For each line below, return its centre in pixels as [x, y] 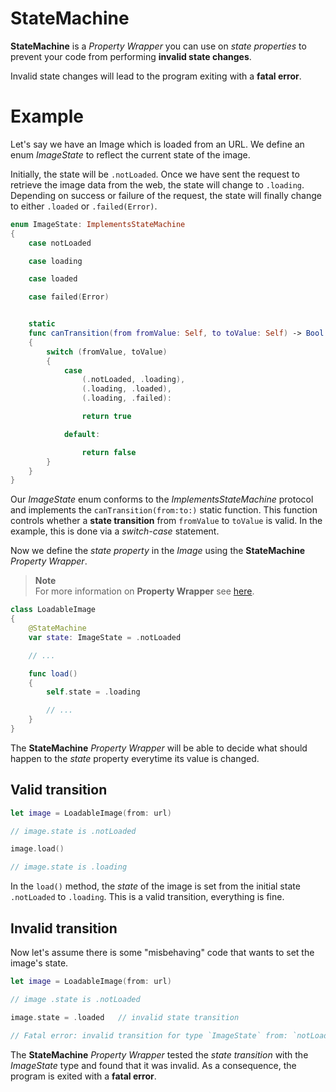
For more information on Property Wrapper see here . [144, 591]
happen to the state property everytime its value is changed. [135, 758]
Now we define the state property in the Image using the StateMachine [158, 551]
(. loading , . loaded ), [126, 389]
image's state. [39, 963]
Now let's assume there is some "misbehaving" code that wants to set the [162, 952]
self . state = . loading [93, 692]
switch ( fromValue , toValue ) [107, 352]
